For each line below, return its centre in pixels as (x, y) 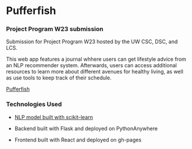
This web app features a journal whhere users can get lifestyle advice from (96, 59)
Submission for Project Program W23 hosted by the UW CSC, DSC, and (92, 41)
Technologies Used (34, 105)
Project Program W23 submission (55, 29)
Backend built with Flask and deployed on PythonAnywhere (86, 128)
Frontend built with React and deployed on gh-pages (78, 140)
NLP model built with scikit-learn (54, 117)
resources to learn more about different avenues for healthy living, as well (95, 72)
